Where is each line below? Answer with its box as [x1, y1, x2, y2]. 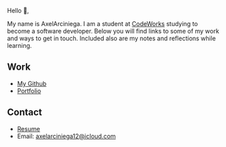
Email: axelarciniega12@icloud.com [16, 132, 116, 140]
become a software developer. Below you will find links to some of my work [7, 27, 220, 35]
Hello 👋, [7, 7, 29, 14]
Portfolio [16, 86, 42, 95]
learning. [7, 42, 32, 49]
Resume [16, 124, 40, 133]
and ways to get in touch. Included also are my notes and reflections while [7, 34, 216, 42]
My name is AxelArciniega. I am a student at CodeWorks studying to [7, 20, 198, 27]
